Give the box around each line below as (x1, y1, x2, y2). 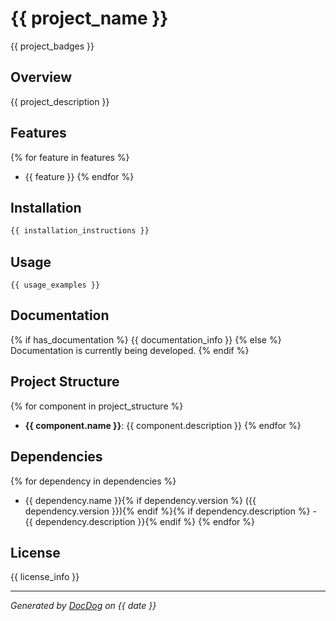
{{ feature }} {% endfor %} (24, 170, 135, 182)
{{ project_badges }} (10, 40, 95, 52)
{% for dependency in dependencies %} (10, 475, 177, 487)
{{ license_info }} (10, 571, 80, 583)
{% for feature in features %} (10, 151, 130, 163)
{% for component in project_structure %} (10, 400, 184, 412)
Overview (10, 69, 73, 86)
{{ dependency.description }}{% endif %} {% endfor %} (24, 515, 255, 527)
